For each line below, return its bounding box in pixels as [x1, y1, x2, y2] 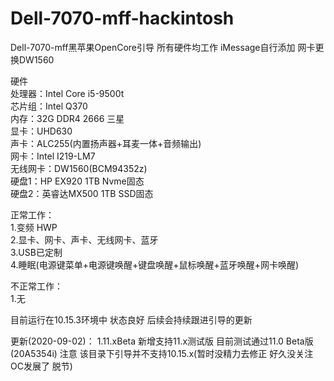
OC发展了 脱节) [10, 360, 73, 372]
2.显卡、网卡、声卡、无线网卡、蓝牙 [10, 233, 159, 246]
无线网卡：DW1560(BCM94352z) [10, 162, 148, 174]
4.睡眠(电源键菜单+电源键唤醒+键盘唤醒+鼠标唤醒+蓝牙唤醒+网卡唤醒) [10, 258, 300, 271]
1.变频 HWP [10, 221, 58, 233]
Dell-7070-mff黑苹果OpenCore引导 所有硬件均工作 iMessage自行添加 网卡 [10, 41, 316, 53]
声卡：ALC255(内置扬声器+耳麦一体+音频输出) [10, 137, 202, 149]
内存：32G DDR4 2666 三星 [10, 112, 125, 124]
